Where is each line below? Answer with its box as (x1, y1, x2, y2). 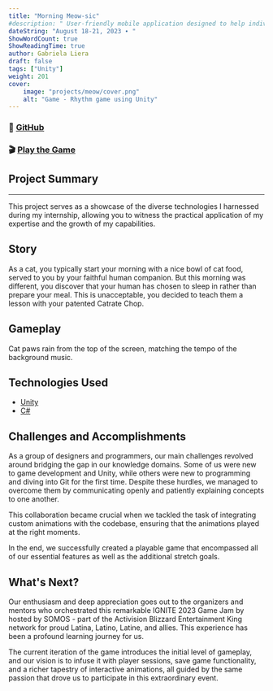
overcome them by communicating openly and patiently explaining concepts (8, 485, 265, 496)
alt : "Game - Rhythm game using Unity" (23, 95, 158, 103)
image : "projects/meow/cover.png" (23, 87, 140, 96)
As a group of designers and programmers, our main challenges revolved (8, 451, 253, 461)
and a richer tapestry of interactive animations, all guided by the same (8, 664, 243, 674)
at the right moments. (8, 528, 80, 537)
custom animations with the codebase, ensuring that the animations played (8, 519, 260, 528)
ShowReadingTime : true (8, 42, 85, 50)
